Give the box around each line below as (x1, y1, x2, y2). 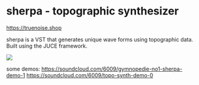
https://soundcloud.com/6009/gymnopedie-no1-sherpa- (41, 65, 183, 72)
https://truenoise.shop (6, 24, 62, 31)
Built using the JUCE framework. (6, 42, 88, 49)
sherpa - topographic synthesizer (6, 4, 179, 18)
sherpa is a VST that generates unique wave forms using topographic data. (6, 36, 194, 43)
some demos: (6, 65, 41, 72)
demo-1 (6, 71, 25, 79)
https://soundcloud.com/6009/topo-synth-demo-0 (26, 71, 154, 79)
